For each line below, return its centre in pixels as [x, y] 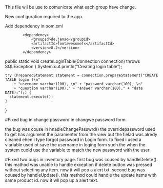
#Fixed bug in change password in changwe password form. [66, 120]
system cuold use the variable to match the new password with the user [77, 150]
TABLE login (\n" [23, 80]
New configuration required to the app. [44, 16]
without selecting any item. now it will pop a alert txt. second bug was [75, 170]
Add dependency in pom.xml [34, 26]
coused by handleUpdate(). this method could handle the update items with [81, 175]
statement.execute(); [31, 97]
